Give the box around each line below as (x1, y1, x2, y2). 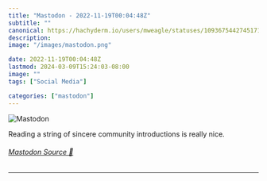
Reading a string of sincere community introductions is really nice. (8, 129, 225, 139)
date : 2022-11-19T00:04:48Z (8, 56, 102, 64)
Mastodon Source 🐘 (8, 148, 74, 157)
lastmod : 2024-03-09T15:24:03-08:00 (8, 63, 130, 71)
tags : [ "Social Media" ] (8, 77, 87, 86)
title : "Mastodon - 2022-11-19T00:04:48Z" (8, 11, 151, 20)
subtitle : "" (8, 19, 52, 27)
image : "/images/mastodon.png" (8, 41, 112, 49)
